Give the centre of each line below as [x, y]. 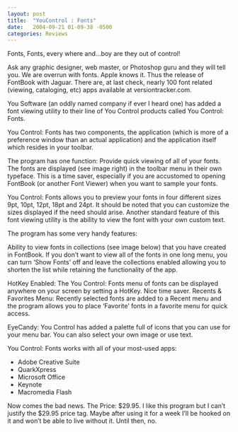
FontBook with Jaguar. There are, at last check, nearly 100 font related [110, 83]
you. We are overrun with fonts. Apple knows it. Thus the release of [106, 75]
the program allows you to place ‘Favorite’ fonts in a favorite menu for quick [118, 306]
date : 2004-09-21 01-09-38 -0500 [60, 27]
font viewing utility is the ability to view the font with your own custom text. [117, 220]
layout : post [27, 14]
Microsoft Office [41, 377]
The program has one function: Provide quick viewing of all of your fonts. [114, 161]
